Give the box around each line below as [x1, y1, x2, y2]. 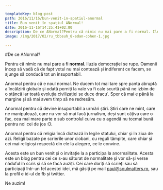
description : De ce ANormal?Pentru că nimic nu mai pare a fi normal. [5, 30, 151, 35]
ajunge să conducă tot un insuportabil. [5, 71, 82, 77]
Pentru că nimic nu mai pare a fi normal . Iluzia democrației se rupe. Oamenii [5, 61, 157, 67]
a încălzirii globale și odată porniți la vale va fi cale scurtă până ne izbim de [5, 86, 155, 91]
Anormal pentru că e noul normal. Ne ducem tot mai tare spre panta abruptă [5, 81, 157, 86]
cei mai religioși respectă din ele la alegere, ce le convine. [5, 141, 120, 146]
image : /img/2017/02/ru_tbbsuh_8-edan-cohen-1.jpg [5, 34, 110, 39]
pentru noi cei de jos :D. [5, 121, 52, 127]
